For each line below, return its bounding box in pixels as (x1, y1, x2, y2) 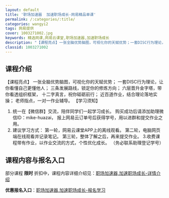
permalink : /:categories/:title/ (5, 17, 75, 22)
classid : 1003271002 (5, 45, 49, 50)
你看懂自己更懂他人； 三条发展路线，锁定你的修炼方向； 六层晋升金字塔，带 (5, 85, 162, 91)
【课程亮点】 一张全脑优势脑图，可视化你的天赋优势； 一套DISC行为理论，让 (5, 79, 163, 85)
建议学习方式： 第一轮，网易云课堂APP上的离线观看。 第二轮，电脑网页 (12, 127, 161, 133)
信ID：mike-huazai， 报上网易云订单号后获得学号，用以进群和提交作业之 (12, 115, 163, 121)
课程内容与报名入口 (5, 156, 65, 164)
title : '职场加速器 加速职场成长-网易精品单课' (5, 12, 97, 17)
